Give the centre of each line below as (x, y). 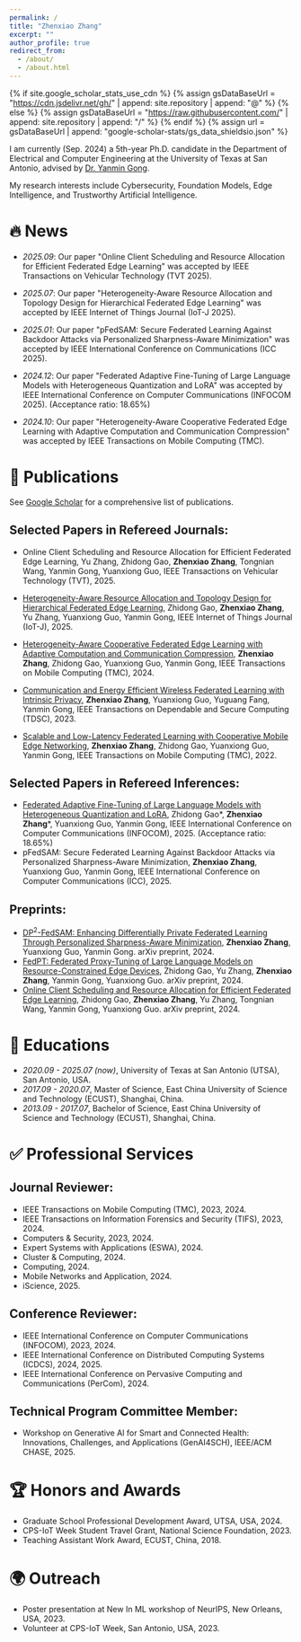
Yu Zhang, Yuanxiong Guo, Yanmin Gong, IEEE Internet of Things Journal (157, 617)
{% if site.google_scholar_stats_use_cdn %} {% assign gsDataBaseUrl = (142, 93)
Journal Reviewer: (62, 1188)
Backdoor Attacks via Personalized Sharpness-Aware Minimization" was (156, 339)
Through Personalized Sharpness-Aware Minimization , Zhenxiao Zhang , (156, 942)
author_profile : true (50, 43)
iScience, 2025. (51, 1285)
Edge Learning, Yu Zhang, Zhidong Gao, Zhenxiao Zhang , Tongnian (148, 561)
